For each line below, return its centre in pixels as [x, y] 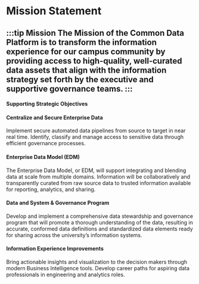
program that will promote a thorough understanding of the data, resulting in [100, 222]
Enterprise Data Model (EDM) [43, 157]
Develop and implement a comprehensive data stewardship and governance [100, 216]
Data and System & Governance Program [58, 203]
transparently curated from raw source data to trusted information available [99, 183]
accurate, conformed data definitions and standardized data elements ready [100, 229]
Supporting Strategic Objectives [47, 104]
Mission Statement [54, 11]
